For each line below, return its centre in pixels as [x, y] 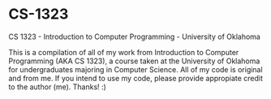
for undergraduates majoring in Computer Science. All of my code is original [135, 69]
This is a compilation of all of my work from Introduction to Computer [124, 52]
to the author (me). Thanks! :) [58, 87]
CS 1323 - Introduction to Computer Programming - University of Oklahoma [135, 37]
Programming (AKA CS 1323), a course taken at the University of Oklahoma [134, 61]
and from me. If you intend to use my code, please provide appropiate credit [136, 78]
